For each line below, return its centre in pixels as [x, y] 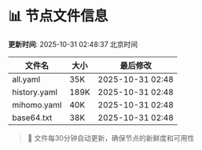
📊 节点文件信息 [58, 16]
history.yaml [35, 92]
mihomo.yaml [37, 104]
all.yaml [26, 79]
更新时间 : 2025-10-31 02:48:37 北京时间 [73, 44]
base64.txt [32, 117]
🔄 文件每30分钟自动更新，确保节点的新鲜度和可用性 [111, 137]
